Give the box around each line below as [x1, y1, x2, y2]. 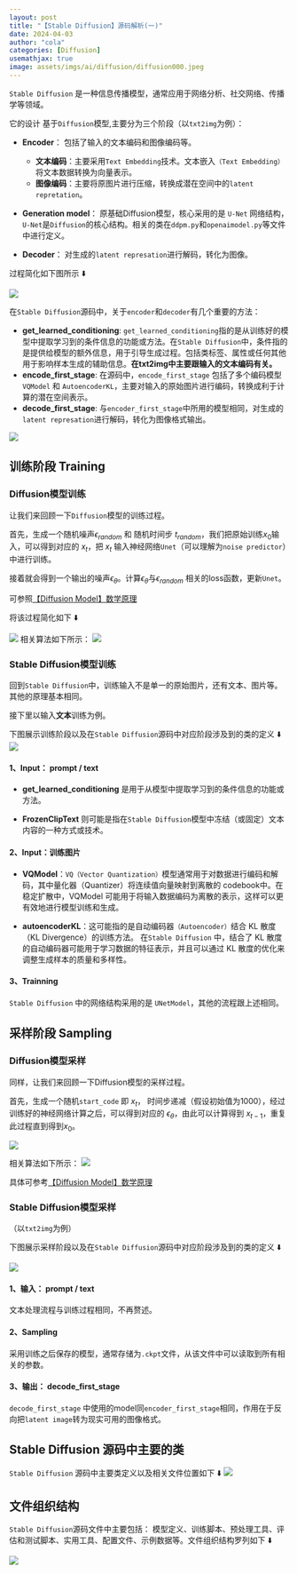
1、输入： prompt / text [9, 1283, 95, 1293]
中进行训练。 [9, 554, 56, 565]
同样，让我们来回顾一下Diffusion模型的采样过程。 [9, 1077, 191, 1087]
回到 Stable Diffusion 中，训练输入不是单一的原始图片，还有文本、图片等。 [9, 680, 283, 691]
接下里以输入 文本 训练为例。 [9, 710, 111, 720]
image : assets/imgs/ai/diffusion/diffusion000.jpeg [9, 63, 204, 72]
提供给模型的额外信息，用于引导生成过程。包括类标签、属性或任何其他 [29, 347, 286, 358]
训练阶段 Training [9, 459, 106, 474]
